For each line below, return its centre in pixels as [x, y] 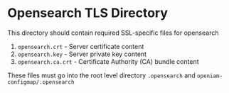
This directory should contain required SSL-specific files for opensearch [113, 33]
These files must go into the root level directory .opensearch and [101, 75]
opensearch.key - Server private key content [82, 54]
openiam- [209, 76]
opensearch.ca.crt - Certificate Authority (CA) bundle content [108, 61]
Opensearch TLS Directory [88, 13]
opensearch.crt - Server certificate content [81, 46]
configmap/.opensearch [41, 82]
